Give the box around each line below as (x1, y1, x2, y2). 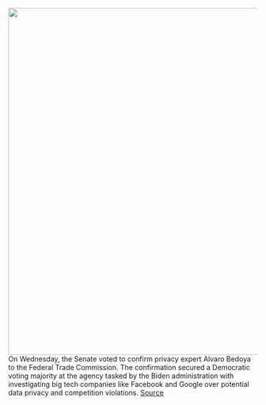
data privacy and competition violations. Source (8, 388, 164, 397)
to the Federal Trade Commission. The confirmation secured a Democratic (8, 363, 251, 372)
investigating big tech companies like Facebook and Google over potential (8, 380, 249, 388)
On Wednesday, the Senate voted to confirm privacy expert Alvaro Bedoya (8, 354, 252, 364)
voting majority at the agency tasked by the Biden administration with (8, 371, 234, 380)
